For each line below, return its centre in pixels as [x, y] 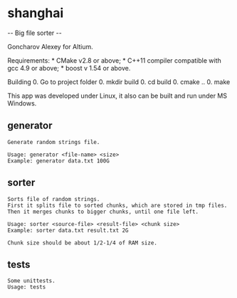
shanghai [36, 13]
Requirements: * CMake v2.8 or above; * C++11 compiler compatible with [115, 60]
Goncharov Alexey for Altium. [51, 46]
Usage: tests [27, 287]
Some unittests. [31, 281]
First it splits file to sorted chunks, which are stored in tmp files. [117, 205]
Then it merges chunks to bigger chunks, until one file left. [103, 212]
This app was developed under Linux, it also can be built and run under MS [117, 96]
